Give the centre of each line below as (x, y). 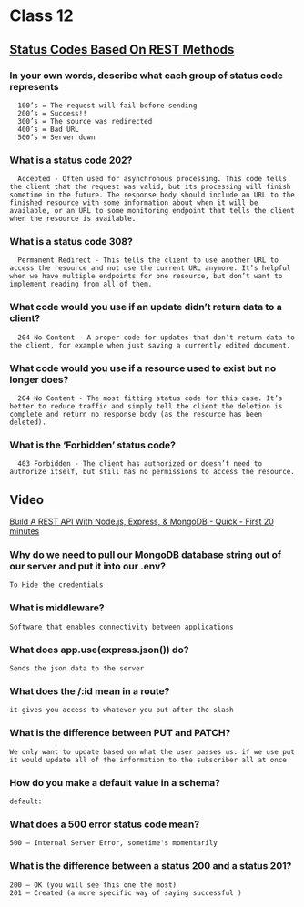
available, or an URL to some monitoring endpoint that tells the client (152, 211)
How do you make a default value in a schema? (115, 782)
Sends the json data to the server (77, 669)
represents (34, 86)
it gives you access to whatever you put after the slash (122, 710)
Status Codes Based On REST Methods (122, 50)
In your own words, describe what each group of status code (147, 76)
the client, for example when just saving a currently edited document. (150, 345)
